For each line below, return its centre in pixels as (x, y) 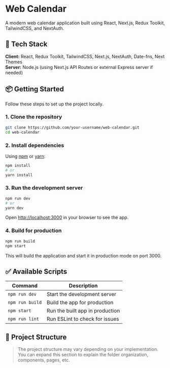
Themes (14, 62)
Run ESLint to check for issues (83, 319)
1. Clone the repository (34, 117)
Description (83, 286)
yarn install (19, 175)
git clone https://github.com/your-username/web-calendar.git (72, 127)
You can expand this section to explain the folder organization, (83, 355)
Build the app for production (80, 303)
